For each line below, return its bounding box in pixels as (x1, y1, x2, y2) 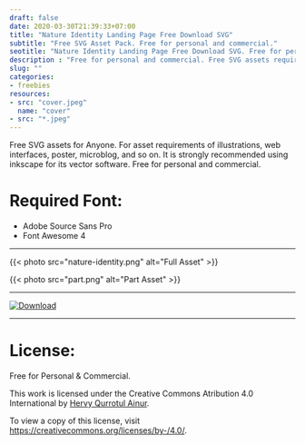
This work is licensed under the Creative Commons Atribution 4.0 (9, 388, 254, 399)
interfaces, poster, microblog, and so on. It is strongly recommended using (9, 149, 289, 160)
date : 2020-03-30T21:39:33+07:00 (9, 22, 136, 31)
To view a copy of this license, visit (9, 415, 141, 426)
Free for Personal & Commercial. (9, 371, 132, 381)
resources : (9, 89, 51, 98)
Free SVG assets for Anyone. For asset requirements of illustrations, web (9, 140, 281, 151)
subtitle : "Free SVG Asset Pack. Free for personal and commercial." (9, 38, 279, 48)
